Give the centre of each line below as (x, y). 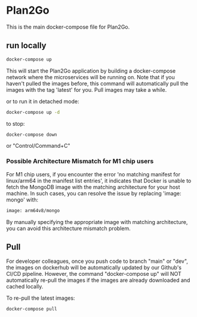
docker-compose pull (32, 309)
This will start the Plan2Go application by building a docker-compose (91, 71)
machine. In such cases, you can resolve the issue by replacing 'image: (94, 193)
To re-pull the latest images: (41, 298)
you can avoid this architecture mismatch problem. (68, 228)
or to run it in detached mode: (43, 101)
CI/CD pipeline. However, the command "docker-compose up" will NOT (94, 274)
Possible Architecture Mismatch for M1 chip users (80, 161)
